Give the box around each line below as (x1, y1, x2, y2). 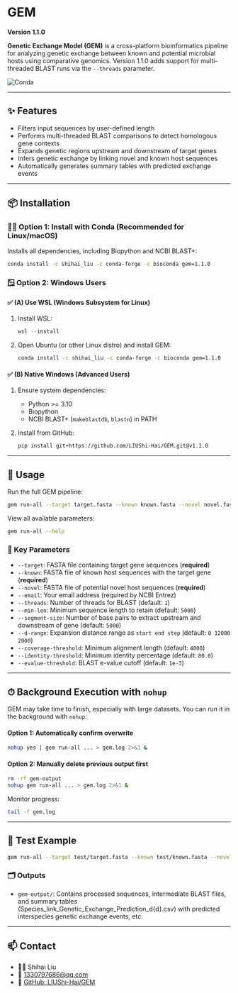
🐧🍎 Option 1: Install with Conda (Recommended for (7, 222, 184, 232)
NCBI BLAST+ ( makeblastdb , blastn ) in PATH (28, 415, 157, 423)
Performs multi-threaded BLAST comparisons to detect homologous (17, 131, 217, 140)
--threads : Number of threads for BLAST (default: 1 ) (17, 599, 170, 607)
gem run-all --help (7, 528, 65, 535)
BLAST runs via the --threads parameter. (35, 64, 155, 72)
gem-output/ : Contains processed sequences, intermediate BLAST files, (17, 889, 227, 898)
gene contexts (17, 139, 60, 148)
